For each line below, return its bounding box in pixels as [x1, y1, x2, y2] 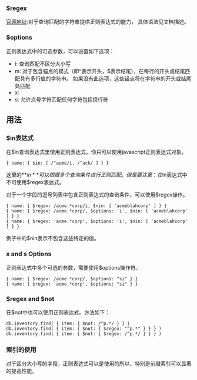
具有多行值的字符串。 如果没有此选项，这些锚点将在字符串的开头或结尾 [19, 75, 192, 82]
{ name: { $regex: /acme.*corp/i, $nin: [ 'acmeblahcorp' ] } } [6, 203, 167, 209]
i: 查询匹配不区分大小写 [14, 60, 71, 67]
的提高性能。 [6, 368, 37, 375]
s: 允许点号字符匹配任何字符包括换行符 [14, 96, 109, 103]
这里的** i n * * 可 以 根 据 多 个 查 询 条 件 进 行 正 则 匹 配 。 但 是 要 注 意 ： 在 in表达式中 [6, 171, 188, 178]
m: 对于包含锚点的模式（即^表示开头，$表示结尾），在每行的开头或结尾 [14, 67, 185, 74]
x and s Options [6, 250, 52, 258]
